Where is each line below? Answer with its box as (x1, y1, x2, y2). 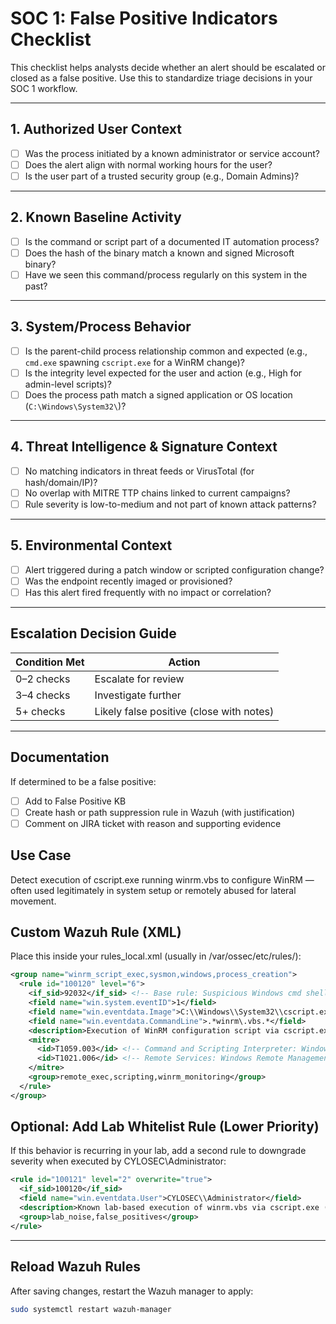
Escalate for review (94, 672, 185, 686)
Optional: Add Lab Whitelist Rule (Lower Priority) (10, 1118, 320, 1136)
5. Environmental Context (10, 537, 173, 554)
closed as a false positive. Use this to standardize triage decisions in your (10, 72, 313, 84)
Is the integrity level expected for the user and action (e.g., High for (24, 367, 303, 379)
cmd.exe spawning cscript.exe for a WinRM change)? (24, 356, 245, 368)
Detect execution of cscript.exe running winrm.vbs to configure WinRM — (10, 873, 315, 886)
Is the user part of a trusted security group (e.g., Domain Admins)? (24, 170, 300, 182)
